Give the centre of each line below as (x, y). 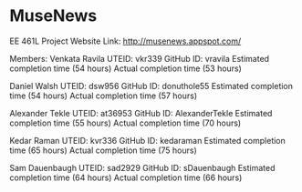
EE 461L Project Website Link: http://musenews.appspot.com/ (125, 41)
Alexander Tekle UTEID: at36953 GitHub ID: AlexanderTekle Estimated (141, 113)
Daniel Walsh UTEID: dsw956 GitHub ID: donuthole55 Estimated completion (151, 86)
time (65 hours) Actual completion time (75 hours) (104, 150)
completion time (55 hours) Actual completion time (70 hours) (125, 123)
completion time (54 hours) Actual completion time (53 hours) (125, 68)
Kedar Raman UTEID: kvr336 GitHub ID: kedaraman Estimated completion (147, 140)
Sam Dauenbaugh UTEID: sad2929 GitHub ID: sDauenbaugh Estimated (142, 167)
